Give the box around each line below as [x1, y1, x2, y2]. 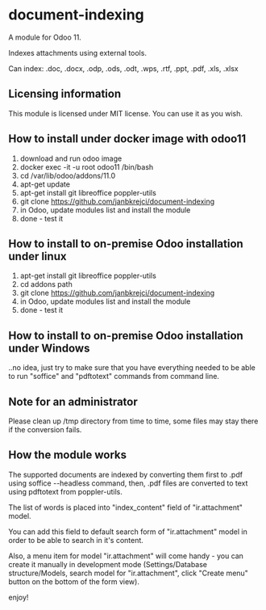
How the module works [8, 448, 127, 462]
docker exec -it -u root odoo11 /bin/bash [19, 162, 154, 171]
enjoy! [8, 592, 29, 602]
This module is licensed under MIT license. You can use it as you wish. [8, 108, 243, 118]
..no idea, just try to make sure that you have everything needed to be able [8, 363, 256, 372]
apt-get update [19, 179, 71, 189]
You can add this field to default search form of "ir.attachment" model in [8, 527, 247, 536]
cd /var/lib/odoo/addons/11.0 [19, 170, 116, 180]
